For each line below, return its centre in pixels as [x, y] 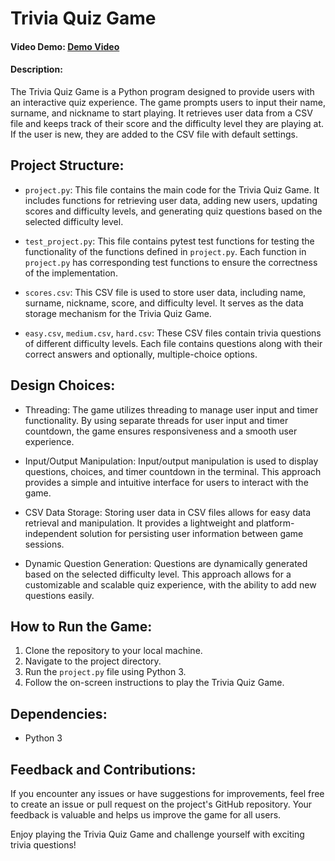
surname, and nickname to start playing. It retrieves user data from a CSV [161, 113]
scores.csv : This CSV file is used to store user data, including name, [165, 292]
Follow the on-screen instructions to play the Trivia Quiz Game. [154, 683]
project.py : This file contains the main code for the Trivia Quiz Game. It [172, 189]
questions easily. [59, 595]
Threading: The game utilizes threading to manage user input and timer [171, 409]
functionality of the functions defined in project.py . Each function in [165, 251]
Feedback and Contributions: [103, 769]
